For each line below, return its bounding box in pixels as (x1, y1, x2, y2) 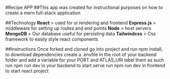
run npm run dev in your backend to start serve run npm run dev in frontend (5, 63, 165, 68)
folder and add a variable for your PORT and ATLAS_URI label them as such (5, 57, 164, 63)
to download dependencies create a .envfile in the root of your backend (5, 51, 157, 57)
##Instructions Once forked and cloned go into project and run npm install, (5, 46, 163, 52)
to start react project (5, 68, 49, 74)
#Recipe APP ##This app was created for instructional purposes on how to (5, 5, 163, 10)
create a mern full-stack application (5, 10, 81, 16)
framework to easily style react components (5, 36, 98, 42)
